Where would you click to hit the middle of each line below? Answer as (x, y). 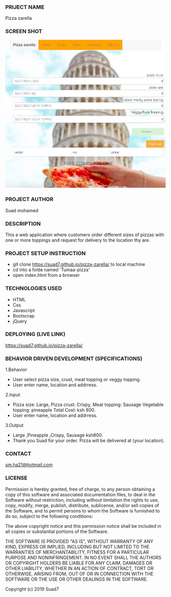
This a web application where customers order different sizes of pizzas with (85, 235)
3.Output (15, 425)
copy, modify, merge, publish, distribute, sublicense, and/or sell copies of (82, 505)
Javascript (24, 310)
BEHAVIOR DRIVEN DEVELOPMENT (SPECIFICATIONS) (74, 358)
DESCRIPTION (23, 223)
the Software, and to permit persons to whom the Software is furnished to (83, 510)
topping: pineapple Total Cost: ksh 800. (54, 410)
